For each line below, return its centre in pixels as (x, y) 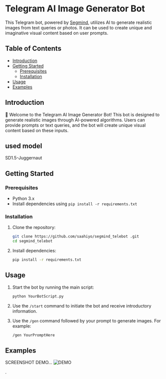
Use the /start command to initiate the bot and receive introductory (82, 305)
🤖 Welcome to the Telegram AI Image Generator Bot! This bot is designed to (83, 114)
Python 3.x (23, 199)
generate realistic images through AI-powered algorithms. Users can (75, 120)
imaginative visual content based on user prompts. (57, 33)
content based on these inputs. (37, 130)
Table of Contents (33, 48)
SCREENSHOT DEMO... (29, 363)
